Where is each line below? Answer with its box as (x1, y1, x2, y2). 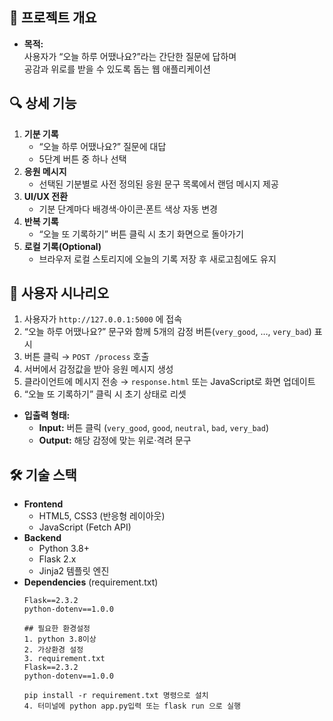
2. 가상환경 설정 (23, 645, 84, 655)
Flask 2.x (38, 553, 77, 565)
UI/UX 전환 (23, 190, 69, 202)
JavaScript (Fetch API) (38, 521, 132, 533)
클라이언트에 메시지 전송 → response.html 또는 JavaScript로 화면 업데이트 (23, 376, 316, 388)
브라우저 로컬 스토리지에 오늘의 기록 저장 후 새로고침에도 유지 (38, 253, 277, 265)
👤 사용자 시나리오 (9, 285, 109, 302)
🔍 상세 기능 (9, 95, 77, 112)
